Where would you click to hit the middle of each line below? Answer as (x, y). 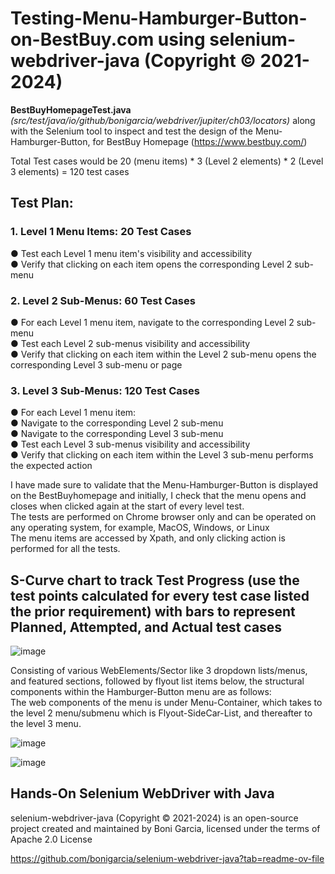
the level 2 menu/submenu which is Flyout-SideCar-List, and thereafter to (161, 713)
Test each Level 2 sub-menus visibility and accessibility (135, 343)
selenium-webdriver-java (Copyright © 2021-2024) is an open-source (154, 818)
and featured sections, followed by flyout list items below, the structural (157, 681)
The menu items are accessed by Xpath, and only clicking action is (148, 538)
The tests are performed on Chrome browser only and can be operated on (163, 517)
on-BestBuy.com (82, 39)
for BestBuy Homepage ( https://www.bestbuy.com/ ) (200, 141)
